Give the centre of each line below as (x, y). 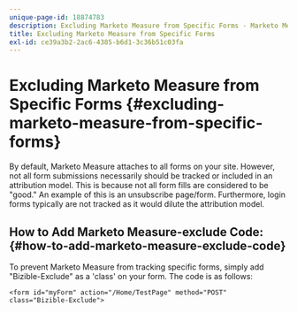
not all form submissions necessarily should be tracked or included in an (141, 176)
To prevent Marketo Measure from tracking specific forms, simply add (137, 267)
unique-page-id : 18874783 (57, 17)
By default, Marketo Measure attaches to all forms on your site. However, (142, 167)
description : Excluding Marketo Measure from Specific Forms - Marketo (144, 26)
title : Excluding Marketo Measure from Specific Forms (112, 34)
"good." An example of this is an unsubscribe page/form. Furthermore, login (147, 194)
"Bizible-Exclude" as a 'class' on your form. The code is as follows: (131, 276)
